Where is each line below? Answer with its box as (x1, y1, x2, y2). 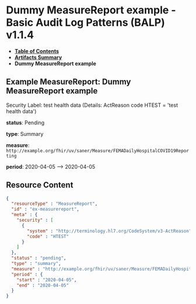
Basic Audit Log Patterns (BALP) (6, 16, 165, 29)
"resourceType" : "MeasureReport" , (11, 201, 98, 207)
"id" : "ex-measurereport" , (11, 207, 80, 212)
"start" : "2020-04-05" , (16, 277, 77, 283)
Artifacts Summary (14, 54, 62, 61)
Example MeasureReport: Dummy (6, 77, 131, 87)
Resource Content (6, 180, 73, 190)
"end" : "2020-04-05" (16, 282, 69, 288)
